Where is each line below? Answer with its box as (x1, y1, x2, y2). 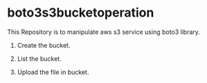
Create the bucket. (17, 41, 71, 49)
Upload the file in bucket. (17, 68, 89, 76)
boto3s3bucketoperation (7, 5, 154, 21)
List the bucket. (17, 54, 62, 63)
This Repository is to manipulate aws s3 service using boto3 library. (7, 28, 201, 36)
